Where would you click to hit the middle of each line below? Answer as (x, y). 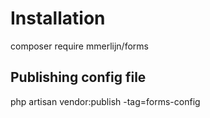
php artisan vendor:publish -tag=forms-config (105, 101)
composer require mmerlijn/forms (79, 46)
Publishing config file (78, 77)
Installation (58, 18)
